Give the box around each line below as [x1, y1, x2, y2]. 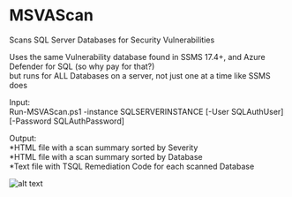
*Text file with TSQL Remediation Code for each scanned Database [9, 161, 255, 171]
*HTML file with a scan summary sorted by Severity [9, 142, 198, 153]
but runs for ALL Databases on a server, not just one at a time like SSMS [9, 70, 271, 80]
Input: [9, 96, 31, 107]
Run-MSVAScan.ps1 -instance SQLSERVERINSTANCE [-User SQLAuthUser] [9, 106, 284, 117]
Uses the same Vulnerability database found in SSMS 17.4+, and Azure [9, 51, 266, 62]
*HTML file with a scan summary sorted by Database [9, 151, 203, 162]
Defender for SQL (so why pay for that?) [9, 61, 155, 72]
